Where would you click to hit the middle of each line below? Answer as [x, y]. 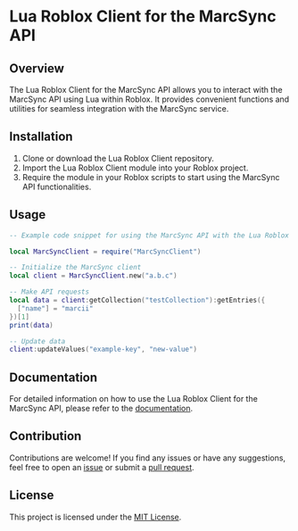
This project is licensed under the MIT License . [95, 517]
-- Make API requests [50, 292]
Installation [41, 137]
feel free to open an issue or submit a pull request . [102, 467]
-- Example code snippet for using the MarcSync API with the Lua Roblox [149, 235]
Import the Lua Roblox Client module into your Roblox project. [135, 168]
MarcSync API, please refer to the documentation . [101, 409]
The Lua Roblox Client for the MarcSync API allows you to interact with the [146, 90]
